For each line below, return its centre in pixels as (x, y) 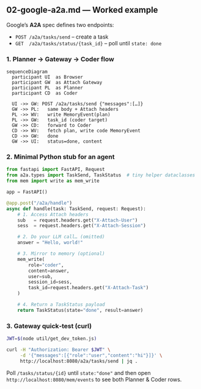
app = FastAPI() (27, 192)
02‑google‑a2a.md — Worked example (82, 10)
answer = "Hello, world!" (50, 243)
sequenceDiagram (27, 72)
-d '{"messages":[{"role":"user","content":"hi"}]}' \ (91, 355)
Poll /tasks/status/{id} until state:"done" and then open (79, 372)
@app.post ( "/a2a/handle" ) (39, 203)
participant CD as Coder (45, 93)
